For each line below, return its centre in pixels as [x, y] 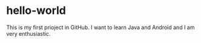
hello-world [36, 11]
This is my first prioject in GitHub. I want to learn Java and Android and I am [100, 27]
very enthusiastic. [28, 33]
